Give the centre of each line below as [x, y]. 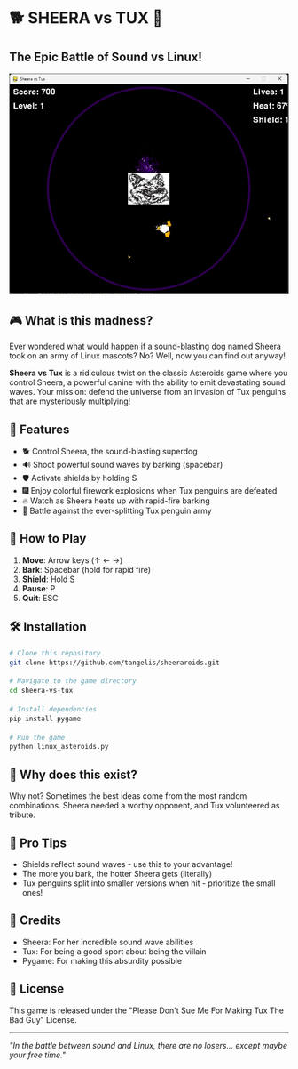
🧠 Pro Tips [38, 843]
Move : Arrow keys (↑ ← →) [72, 560]
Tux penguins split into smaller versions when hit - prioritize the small [149, 883]
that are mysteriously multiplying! [70, 401]
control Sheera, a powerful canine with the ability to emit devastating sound [147, 382]
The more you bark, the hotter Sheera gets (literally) [117, 873]
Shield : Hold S [48, 579]
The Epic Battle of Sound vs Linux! [106, 56]
